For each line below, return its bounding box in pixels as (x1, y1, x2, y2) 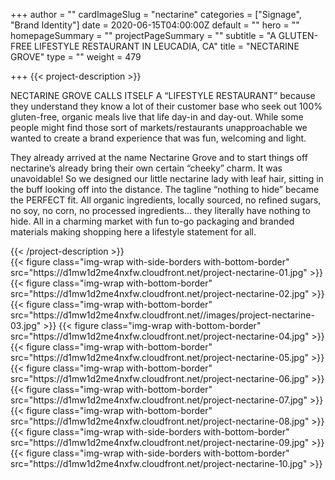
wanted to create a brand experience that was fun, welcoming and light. (10, 132, 307, 144)
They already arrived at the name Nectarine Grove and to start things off (10, 152, 308, 163)
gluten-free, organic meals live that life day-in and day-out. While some (10, 111, 304, 123)
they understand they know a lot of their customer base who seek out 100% (10, 100, 323, 112)
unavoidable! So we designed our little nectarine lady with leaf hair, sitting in (10, 173, 324, 184)
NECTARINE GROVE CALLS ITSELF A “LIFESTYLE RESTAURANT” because (10, 90, 316, 101)
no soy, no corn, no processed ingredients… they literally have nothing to (10, 205, 311, 216)
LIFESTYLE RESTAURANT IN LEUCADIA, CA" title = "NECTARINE (34, 40, 300, 52)
